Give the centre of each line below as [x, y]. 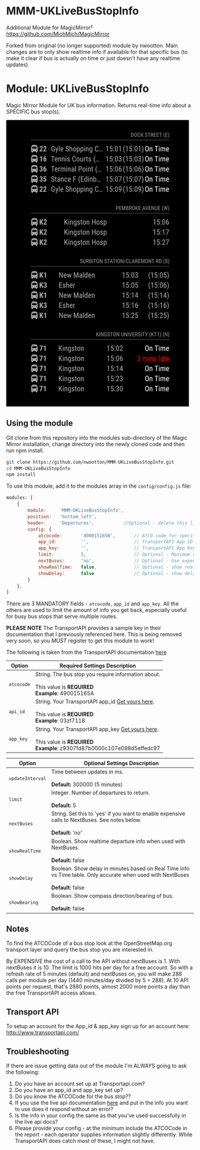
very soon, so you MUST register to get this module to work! [80, 641]
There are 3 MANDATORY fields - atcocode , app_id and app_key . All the [93, 604]
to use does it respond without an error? [64, 1109]
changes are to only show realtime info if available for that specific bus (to [97, 51]
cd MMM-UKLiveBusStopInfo [38, 468]
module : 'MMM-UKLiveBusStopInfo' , [76, 510]
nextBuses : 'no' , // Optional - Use [109, 561]
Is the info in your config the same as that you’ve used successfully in [100, 1115]
